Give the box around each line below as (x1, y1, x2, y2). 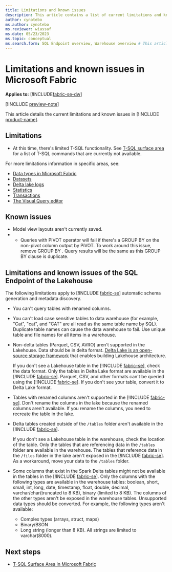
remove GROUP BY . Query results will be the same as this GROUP (20, 248, 161, 254)
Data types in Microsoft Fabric (12, 170, 77, 176)
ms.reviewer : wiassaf (5, 27, 52, 32)
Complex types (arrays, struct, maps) (20, 516, 99, 522)
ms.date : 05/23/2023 (5, 31, 50, 36)
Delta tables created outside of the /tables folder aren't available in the (12, 421, 163, 427)
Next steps (5, 547, 41, 556)
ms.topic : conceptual (5, 36, 52, 42)
